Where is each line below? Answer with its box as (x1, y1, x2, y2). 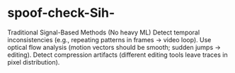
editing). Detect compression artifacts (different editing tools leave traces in (7, 51, 228, 59)
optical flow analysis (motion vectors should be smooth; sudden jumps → (7, 43, 222, 51)
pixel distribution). (7, 58, 60, 66)
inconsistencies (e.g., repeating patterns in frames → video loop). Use (7, 35, 212, 44)
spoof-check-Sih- (7, 5, 115, 21)
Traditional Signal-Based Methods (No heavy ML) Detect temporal (7, 28, 200, 36)
